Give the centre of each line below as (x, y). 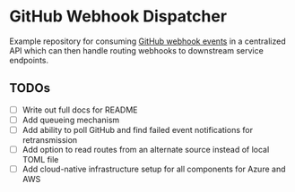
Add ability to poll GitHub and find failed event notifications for (138, 129)
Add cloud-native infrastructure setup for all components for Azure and (154, 169)
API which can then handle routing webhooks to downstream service (137, 50)
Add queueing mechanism (71, 120)
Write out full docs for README (80, 110)
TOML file (40, 159)
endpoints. (29, 60)
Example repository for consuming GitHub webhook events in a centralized (148, 41)
